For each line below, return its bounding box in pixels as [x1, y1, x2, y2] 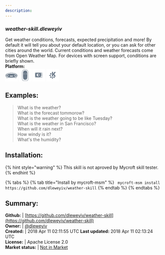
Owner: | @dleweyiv [5, 223, 47, 229]
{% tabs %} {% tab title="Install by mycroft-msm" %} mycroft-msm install [5, 179, 161, 185]
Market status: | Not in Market [5, 244, 68, 250]
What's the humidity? [17, 136, 61, 142]
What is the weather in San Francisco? [17, 120, 96, 126]
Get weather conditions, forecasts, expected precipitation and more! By [5, 37, 152, 43]
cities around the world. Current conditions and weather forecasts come [5, 47, 154, 53]
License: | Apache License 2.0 [5, 239, 68, 245]
